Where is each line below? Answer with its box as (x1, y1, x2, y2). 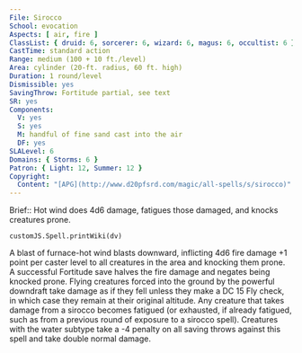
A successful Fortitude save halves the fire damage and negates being (9, 267, 271, 278)
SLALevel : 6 (9, 146, 54, 155)
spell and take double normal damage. (9, 333, 151, 344)
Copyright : (9, 172, 50, 181)
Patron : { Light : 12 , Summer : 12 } (9, 163, 143, 172)
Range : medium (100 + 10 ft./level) (9, 55, 147, 64)
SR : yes (9, 96, 39, 106)
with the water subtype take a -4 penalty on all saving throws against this (9, 324, 281, 335)
